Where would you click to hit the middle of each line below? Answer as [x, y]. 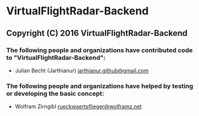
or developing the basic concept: [55, 93]
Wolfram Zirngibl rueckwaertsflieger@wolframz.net [78, 106]
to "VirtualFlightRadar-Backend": [56, 57]
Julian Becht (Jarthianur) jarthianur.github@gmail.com [82, 71]
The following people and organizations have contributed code [99, 50]
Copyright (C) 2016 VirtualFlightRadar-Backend [97, 33]
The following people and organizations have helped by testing [100, 86]
